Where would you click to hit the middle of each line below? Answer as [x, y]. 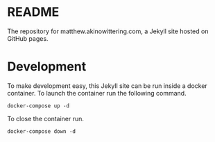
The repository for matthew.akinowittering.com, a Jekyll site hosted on [108, 31]
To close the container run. [46, 118]
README [33, 12]
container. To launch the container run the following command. [97, 93]
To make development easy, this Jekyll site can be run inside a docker [108, 86]
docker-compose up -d [38, 106]
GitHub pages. [28, 38]
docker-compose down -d [42, 131]
